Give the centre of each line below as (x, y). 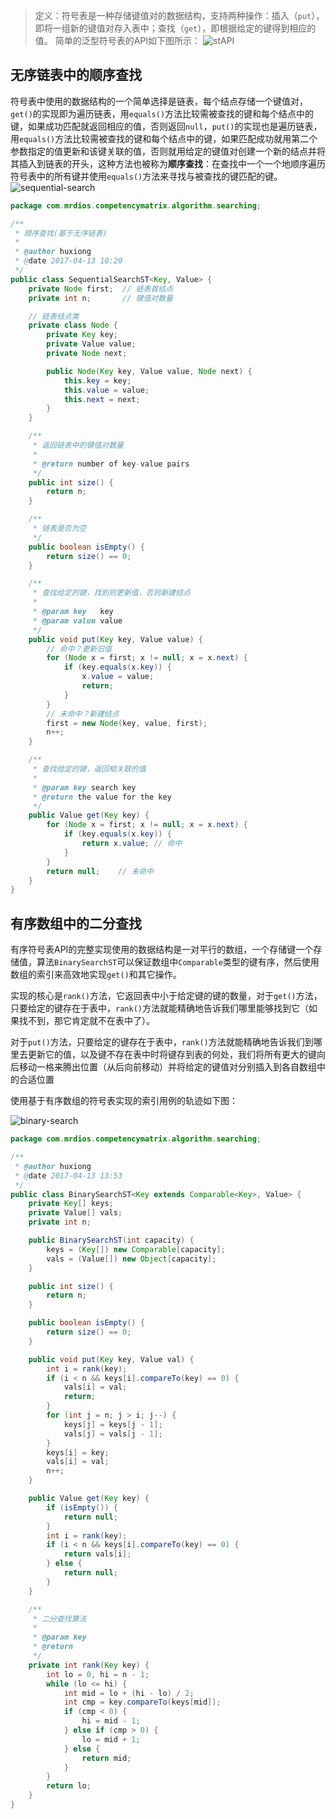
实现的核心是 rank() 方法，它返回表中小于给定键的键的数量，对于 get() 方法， (166, 996)
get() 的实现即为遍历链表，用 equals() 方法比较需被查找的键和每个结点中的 (162, 113)
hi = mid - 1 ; (111, 1721)
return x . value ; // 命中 (132, 844)
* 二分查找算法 (59, 1619)
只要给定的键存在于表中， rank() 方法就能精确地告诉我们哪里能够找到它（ (159, 1008)
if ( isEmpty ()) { (82, 1507)
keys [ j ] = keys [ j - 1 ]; (113, 1424)
